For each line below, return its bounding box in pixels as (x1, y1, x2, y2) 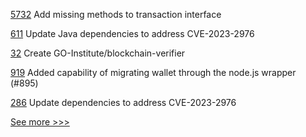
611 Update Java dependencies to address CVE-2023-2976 (10, 28, 255, 39)
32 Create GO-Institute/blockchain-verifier (10, 47, 186, 59)
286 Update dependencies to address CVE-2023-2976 (10, 97, 237, 108)
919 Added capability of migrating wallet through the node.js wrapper (10, 67, 297, 78)
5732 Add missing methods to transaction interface (10, 9, 222, 20)
